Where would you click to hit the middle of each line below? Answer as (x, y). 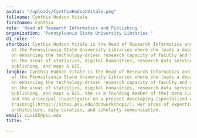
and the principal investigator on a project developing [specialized (99, 99)
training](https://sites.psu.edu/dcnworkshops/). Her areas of (90, 104)
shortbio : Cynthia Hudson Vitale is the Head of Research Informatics (94, 45)
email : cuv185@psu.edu (34, 115)
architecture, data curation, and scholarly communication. (86, 110)
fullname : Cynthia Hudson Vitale (47, 17)
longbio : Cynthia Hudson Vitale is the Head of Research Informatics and (98, 72)
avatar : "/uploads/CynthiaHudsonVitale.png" (61, 11)
